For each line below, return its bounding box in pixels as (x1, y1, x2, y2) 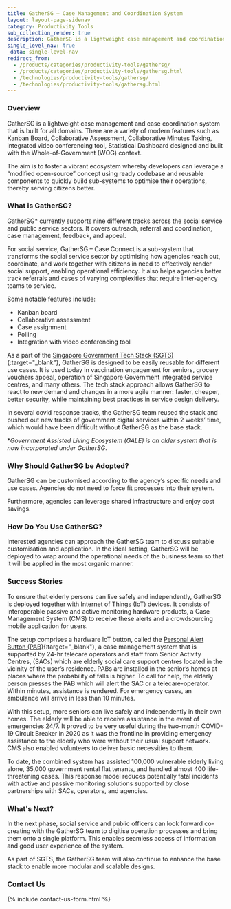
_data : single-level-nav (7, 49, 78, 56)
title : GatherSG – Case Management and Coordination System (7, 10, 184, 17)
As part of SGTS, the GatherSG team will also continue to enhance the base (7, 855, 221, 863)
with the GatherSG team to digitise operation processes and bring (32, 827, 218, 835)
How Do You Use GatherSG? (7, 522, 103, 531)
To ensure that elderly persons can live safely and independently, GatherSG (7, 592, 221, 600)
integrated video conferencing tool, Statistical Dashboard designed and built (7, 141, 223, 149)
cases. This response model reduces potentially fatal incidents (41, 772, 219, 780)
